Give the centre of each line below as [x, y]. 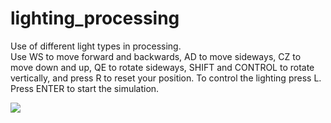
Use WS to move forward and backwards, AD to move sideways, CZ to [156, 56]
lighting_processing [95, 18]
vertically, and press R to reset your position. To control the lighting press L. [166, 78]
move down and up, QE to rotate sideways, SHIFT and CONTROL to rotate [162, 67]
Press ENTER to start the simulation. [85, 88]
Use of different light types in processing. [96, 46]
